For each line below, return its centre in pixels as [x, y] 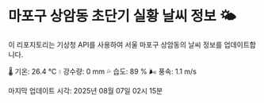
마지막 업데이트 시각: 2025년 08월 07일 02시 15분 [86, 90]
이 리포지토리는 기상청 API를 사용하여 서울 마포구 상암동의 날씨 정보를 [115, 44]
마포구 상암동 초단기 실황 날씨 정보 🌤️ [122, 16]
